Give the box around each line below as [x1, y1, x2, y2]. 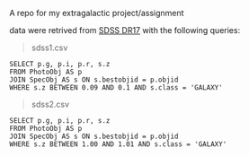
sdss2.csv [31, 99, 70, 109]
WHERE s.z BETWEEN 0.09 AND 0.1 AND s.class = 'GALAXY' [9, 83, 223, 92]
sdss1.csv [31, 42, 68, 53]
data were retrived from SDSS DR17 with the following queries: [9, 25, 241, 35]
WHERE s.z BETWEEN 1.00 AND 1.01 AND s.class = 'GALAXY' [9, 140, 227, 149]
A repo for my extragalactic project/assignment [9, 8, 184, 18]
